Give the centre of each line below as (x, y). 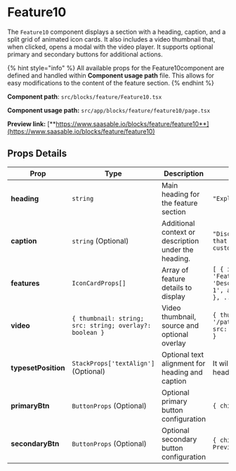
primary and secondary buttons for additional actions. (85, 54)
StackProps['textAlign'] (113, 363)
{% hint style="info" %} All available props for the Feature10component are (116, 68)
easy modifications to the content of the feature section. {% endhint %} (111, 82)
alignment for (183, 363)
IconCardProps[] (99, 283)
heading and (182, 372)
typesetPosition (38, 367)
